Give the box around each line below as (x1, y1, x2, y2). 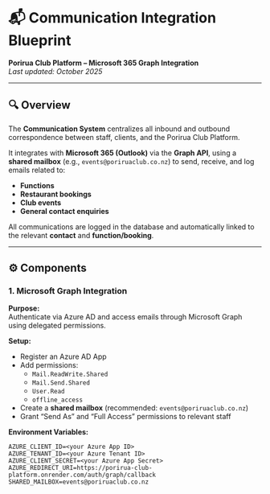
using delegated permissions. (8, 321, 106, 331)
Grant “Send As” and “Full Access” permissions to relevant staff (19, 412, 231, 422)
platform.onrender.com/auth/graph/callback (8, 471, 157, 480)
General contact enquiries (19, 206, 110, 216)
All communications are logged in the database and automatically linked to (8, 221, 255, 232)
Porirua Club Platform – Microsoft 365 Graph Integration (8, 58, 199, 68)
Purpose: (8, 303, 40, 313)
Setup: (8, 336, 31, 346)
